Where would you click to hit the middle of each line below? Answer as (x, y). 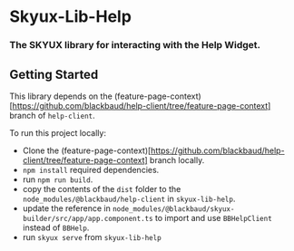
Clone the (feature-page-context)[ (87, 150)
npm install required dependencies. (91, 169)
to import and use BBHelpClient (213, 217)
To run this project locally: (58, 132)
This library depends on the (61, 96)
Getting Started (54, 74)
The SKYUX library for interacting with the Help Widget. (135, 45)
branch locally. (177, 159)
